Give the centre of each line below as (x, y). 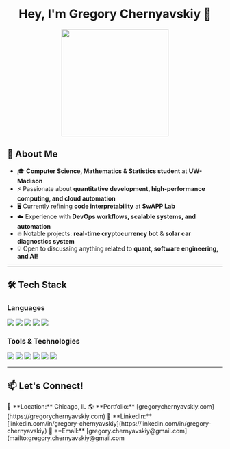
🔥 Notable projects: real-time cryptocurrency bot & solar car (104, 233)
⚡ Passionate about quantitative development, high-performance (111, 188)
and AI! (27, 256)
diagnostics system (46, 241)
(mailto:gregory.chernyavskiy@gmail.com (66, 438)
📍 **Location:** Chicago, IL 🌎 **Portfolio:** (71, 406)
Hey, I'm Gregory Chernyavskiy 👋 (115, 14)
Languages (26, 308)
